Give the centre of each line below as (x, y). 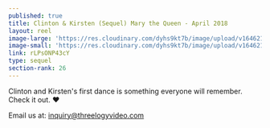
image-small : (30, 46)
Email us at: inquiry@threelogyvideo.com (76, 115)
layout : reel (30, 31)
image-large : (30, 38)
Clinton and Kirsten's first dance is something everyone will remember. (125, 91)
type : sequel (30, 61)
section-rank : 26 (37, 68)
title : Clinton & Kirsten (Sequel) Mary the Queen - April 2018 (118, 23)
